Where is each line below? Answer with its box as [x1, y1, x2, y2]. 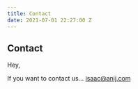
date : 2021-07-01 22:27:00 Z [7, 17, 92, 24]
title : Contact [7, 10, 52, 17]
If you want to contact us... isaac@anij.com [7, 74, 131, 83]
